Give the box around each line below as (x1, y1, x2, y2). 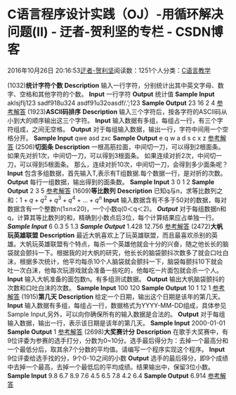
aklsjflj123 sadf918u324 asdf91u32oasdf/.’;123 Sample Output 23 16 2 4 (7, 98, 216, 107)
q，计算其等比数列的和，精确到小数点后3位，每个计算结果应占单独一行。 (7, 213, 218, 221)
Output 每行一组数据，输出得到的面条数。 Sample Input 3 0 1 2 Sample (7, 177, 215, 186)
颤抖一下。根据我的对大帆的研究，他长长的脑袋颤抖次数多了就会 (25, 248, 211, 257)
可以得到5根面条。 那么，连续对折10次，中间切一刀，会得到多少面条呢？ (19, 160, 228, 169)
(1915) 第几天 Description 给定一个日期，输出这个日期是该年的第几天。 (20, 292, 225, 301)
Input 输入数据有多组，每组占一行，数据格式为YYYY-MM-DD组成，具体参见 (7, 301, 227, 309)
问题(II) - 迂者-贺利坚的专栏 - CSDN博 (7, 24, 223, 40)
